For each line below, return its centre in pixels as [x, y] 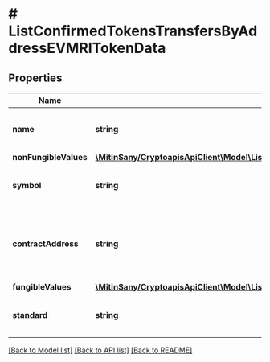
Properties [35, 78]
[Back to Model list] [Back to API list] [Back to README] [100, 350]
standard [30, 315]
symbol [27, 185]
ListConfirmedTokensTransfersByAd [133, 31]
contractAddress [45, 244]
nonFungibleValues [50, 157]
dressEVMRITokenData [87, 48]
